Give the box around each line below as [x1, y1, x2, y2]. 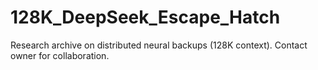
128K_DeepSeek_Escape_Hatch [10, 6, 281, 29]
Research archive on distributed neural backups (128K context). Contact [10, 39, 308, 51]
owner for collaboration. [10, 49, 110, 61]
